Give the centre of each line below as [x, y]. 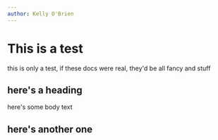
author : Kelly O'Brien [41, 14]
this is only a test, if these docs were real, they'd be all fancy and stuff [109, 68]
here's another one [50, 129]
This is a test [45, 48]
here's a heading [45, 90]
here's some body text [40, 107]
